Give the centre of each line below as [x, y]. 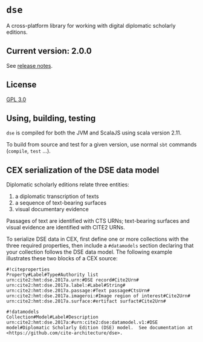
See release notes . [30, 65]
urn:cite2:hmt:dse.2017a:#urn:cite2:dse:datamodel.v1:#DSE [82, 323]
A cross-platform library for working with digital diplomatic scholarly [91, 25]
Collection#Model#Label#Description [52, 317]
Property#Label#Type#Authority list [52, 275]
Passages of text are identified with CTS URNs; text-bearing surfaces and [98, 221]
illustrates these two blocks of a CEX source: [62, 258]
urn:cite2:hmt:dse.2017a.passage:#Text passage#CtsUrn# [78, 291]
